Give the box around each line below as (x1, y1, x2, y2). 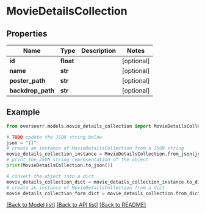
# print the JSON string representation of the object (6, 157, 149, 163)
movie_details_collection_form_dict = (6, 190, 105, 196)
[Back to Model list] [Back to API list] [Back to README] (6, 201, 146, 209)
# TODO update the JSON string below (6, 134, 103, 140)
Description (81, 47, 116, 55)
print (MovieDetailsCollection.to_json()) (6, 162, 113, 168)
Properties (6, 29, 48, 39)
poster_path (9, 77, 46, 85)
